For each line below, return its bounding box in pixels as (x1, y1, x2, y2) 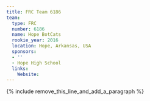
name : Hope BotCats (12, 32, 62, 38)
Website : (17, 71, 40, 77)
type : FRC (12, 20, 37, 26)
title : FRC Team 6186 (6, 9, 62, 15)
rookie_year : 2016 (12, 37, 59, 43)
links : (12, 65, 29, 72)
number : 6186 (12, 26, 45, 32)
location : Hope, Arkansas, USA (12, 43, 91, 49)
